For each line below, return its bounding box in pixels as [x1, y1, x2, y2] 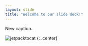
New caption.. [5, 25, 34, 31]
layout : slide [5, 7, 35, 12]
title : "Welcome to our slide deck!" [5, 12, 84, 17]
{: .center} [36, 35, 58, 41]
